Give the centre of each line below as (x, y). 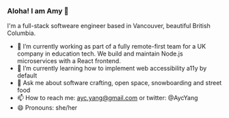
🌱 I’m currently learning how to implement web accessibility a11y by (112, 69)
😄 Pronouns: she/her (47, 108)
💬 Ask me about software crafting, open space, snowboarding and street (119, 83)
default (27, 75)
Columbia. (22, 33)
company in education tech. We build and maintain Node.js (100, 54)
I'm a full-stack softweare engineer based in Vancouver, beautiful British (109, 26)
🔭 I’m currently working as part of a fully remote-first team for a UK (111, 47)
